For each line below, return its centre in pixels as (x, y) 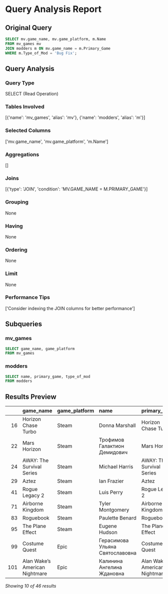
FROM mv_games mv (23, 43)
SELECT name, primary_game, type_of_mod (48, 376)
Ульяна (108, 547)
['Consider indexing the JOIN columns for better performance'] (70, 308)
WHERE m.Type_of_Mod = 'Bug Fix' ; (41, 53)
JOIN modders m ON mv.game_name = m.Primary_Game (58, 48)
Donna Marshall (117, 425)
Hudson (108, 532)
